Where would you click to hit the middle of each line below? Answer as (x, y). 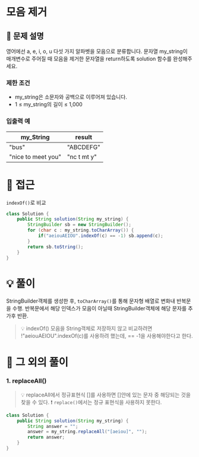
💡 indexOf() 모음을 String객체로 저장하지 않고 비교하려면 (86, 329)
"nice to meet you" (35, 157)
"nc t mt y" (82, 157)
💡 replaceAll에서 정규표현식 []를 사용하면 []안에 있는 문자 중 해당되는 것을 (106, 395)
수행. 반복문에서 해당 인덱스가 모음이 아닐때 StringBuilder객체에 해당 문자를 (99, 309)
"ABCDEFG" (84, 147)
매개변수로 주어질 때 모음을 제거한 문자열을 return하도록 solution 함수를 (89, 59)
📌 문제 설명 (25, 36)
